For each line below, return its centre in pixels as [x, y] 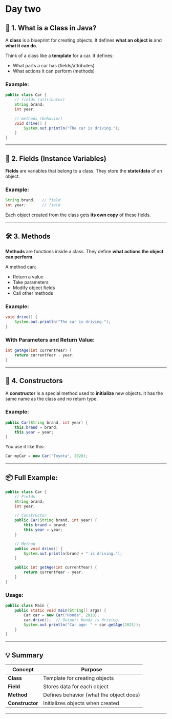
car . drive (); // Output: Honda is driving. [72, 620]
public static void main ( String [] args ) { [60, 611]
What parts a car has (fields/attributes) [53, 65]
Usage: [15, 595]
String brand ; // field [33, 200]
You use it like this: [25, 447]
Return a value [28, 277]
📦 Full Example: [31, 477]
